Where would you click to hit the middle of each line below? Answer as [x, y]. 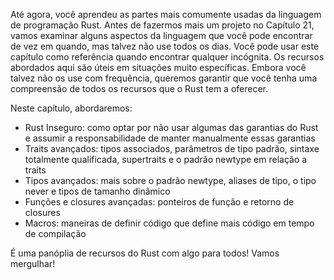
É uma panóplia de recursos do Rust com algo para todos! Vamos [145, 253]
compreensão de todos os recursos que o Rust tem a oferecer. [139, 88]
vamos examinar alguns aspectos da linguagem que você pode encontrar [161, 35]
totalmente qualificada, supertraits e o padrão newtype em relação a [166, 159]
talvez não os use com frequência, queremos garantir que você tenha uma [164, 78]
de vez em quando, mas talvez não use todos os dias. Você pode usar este [165, 46]
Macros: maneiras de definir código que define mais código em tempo [169, 223]
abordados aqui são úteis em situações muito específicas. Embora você [158, 67]
